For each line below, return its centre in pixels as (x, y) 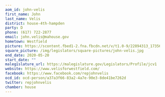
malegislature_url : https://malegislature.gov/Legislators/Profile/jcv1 (81, 64)
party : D (14, 28)
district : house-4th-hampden (35, 23)
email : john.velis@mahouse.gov (37, 37)
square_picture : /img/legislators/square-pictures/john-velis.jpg (74, 50)
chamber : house (21, 87)
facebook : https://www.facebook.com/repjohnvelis (57, 73)
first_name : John (23, 14)
